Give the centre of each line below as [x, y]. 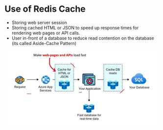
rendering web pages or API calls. [46, 33]
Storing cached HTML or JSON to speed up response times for [75, 27]
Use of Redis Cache [45, 9]
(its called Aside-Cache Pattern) [44, 43]
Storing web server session [39, 22]
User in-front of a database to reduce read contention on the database [83, 38]
